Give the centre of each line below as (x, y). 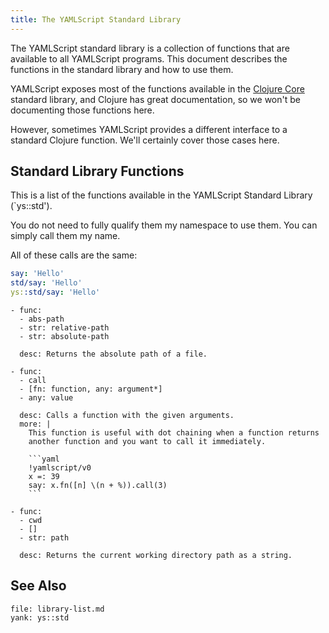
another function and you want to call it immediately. (147, 442)
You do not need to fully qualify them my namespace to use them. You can (164, 225)
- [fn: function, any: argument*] (91, 389)
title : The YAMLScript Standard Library (96, 19)
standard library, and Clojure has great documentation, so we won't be (155, 99)
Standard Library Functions (97, 171)
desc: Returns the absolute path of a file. (113, 354)
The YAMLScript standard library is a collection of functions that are (150, 48)
